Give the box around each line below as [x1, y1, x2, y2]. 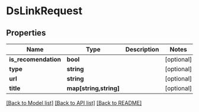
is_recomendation [9, 55, 61, 63]
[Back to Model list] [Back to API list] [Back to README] [6, 100, 142, 106]
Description [125, 46, 159, 53]
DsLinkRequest [6, 4, 83, 18]
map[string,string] [66, 84, 120, 92]
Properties [6, 28, 46, 38]
